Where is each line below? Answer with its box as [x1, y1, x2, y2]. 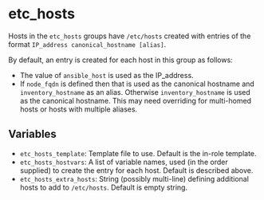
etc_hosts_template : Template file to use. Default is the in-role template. [19, 148, 257, 158]
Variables [8, 127, 57, 141]
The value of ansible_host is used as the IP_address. [19, 70, 194, 80]
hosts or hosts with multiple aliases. [19, 104, 138, 114]
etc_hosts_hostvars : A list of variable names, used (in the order [19, 157, 229, 167]
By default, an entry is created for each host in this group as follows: [8, 55, 233, 65]
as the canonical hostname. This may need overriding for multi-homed [19, 96, 252, 105]
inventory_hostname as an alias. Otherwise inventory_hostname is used [19, 87, 251, 96]
